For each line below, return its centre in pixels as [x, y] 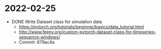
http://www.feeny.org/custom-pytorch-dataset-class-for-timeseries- [87, 32]
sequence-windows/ [39, 37]
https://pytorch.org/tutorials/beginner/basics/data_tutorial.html [81, 26]
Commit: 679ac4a [37, 42]
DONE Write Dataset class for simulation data [57, 22]
